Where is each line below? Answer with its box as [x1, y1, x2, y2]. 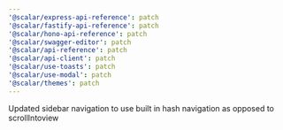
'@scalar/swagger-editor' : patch [8, 37, 132, 47]
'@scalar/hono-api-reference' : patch [8, 29, 148, 38]
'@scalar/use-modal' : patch [8, 71, 112, 80]
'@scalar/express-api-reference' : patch [8, 12, 160, 22]
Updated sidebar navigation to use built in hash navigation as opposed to [8, 103, 275, 113]
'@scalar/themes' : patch [8, 79, 100, 88]
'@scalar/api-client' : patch [8, 54, 116, 63]
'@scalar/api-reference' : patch [8, 46, 127, 55]
